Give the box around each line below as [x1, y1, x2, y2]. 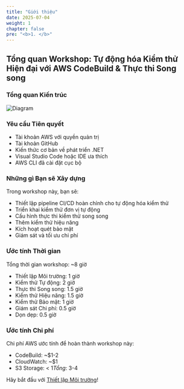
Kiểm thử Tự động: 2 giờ [14, 279, 75, 286]
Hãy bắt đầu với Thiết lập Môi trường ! [6, 376, 98, 383]
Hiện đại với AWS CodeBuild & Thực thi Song [6, 63, 177, 73]
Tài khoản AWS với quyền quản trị [14, 134, 100, 141]
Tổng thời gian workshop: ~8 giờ [6, 261, 87, 268]
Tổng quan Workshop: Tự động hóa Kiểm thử [6, 54, 179, 64]
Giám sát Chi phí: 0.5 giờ [14, 304, 77, 312]
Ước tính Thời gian [6, 247, 61, 255]
